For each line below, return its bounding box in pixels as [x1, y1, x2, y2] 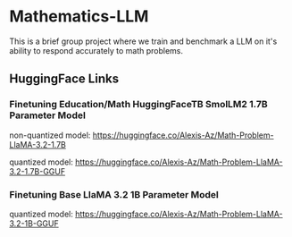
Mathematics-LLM [9, 6, 149, 27]
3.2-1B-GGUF [9, 217, 60, 229]
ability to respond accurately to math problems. [9, 45, 184, 55]
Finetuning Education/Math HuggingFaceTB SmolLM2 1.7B [9, 98, 268, 111]
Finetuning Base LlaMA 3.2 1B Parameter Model [9, 188, 219, 200]
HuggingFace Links [9, 72, 119, 87]
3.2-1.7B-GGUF [9, 165, 65, 176]
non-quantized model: [9, 130, 91, 140]
